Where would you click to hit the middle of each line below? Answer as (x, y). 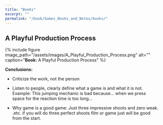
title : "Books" (20, 9)
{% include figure (23, 50)
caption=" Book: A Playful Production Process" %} (55, 60)
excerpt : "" (17, 14)
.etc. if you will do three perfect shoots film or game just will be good (81, 113)
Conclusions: (19, 70)
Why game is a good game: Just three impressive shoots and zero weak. (85, 108)
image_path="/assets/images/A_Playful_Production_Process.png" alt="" (78, 55)
